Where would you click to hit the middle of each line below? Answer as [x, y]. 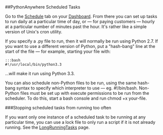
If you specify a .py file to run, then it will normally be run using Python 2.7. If [82, 41]
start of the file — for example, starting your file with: [58, 51]
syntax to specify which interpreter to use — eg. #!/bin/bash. [77, 88]
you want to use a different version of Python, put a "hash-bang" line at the [80, 46]
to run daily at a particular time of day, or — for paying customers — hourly [80, 22]
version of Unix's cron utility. [33, 32]
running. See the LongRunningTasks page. [47, 127]
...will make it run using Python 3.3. [40, 74]
